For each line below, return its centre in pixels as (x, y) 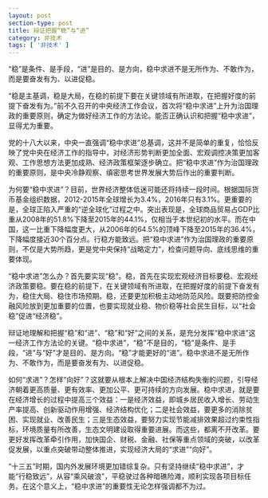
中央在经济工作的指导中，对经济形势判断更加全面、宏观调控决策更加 (141, 153)
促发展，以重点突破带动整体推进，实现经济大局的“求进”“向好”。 (112, 449)
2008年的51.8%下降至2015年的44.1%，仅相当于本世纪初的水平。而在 (136, 219)
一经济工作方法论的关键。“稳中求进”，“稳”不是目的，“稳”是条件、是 (119, 343)
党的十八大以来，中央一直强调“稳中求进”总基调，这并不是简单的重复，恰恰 (130, 143)
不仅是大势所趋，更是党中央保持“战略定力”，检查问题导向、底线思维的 (137, 249)
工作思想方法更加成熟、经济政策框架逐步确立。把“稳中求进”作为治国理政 (140, 163)
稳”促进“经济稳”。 (37, 316)
